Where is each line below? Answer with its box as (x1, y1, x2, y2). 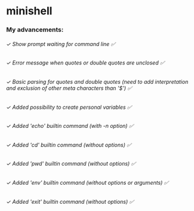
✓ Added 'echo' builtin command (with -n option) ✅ (6, 123, 134, 130)
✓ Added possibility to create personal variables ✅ (6, 103, 132, 111)
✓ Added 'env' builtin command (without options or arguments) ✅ (6, 179, 169, 186)
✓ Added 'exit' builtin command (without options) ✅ (6, 198, 134, 205)
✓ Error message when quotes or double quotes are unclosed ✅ (6, 59, 165, 66)
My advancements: (6, 26, 64, 34)
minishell (6, 4, 53, 18)
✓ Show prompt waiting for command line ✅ (6, 40, 116, 47)
